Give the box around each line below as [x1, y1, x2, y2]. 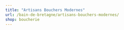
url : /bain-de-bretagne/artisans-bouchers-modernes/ [5, 12, 119, 17]
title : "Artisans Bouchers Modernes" [5, 7, 85, 13]
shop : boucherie [5, 17, 40, 22]
